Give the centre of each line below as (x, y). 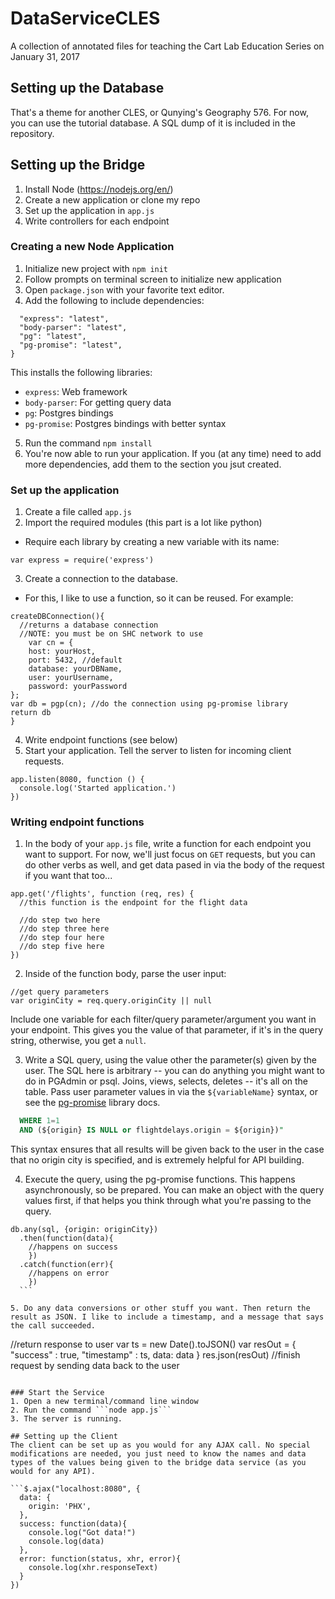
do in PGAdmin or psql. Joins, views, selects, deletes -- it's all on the (166, 1081)
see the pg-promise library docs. (92, 1103)
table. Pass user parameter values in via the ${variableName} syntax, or (171, 1092)
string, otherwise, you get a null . (78, 1041)
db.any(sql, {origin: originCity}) (84, 1230)
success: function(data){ (73, 1524)
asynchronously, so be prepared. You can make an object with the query (174, 1190)
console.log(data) (66, 1542)
